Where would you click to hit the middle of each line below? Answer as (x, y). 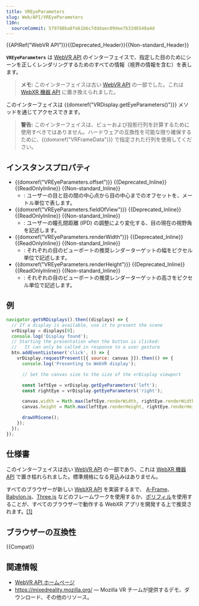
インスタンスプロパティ (49, 168)
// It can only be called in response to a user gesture (86, 347)
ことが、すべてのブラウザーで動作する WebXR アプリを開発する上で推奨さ (102, 504)
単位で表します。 (55, 203)
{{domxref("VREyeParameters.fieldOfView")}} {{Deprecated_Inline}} (98, 210)
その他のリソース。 (69, 597)
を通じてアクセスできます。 (50, 112)
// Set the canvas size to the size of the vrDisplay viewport (102, 374)
